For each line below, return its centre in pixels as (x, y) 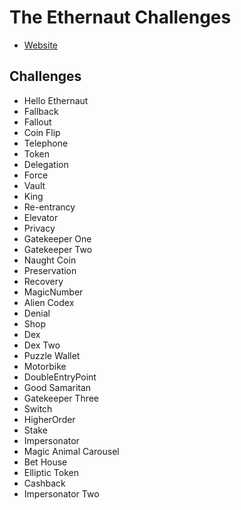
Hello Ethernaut (56, 100)
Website (41, 45)
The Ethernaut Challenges (120, 17)
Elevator (41, 217)
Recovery (43, 281)
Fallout (37, 122)
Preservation (50, 270)
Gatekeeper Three (61, 398)
